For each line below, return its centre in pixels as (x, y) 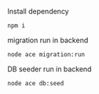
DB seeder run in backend (49, 69)
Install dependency (38, 11)
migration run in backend (48, 40)
